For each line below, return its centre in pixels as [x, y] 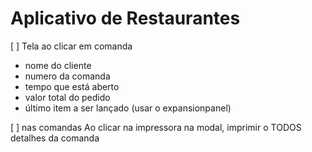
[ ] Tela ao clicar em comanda [71, 46]
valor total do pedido [67, 97]
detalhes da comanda [55, 138]
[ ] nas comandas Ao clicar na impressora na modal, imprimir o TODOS [156, 127]
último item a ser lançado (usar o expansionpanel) [128, 108]
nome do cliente [58, 65]
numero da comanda [67, 76]
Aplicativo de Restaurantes [125, 18]
